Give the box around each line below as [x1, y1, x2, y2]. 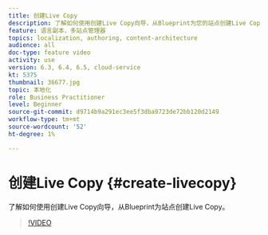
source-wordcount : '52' [8, 123, 88, 131]
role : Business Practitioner [8, 93, 105, 101]
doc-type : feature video [8, 49, 91, 57]
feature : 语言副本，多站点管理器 [8, 26, 106, 34]
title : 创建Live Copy [8, 11, 78, 20]
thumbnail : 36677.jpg [8, 78, 81, 86]
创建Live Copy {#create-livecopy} [8, 174, 237, 192]
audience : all [8, 41, 56, 49]
